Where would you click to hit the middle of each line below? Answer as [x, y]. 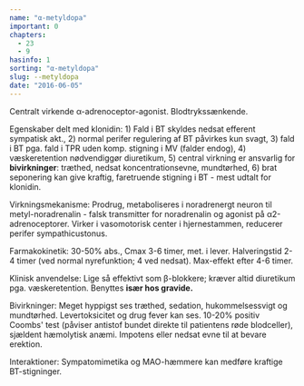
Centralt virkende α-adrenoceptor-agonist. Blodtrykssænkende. [129, 111]
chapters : [28, 35]
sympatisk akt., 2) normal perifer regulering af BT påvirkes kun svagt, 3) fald [152, 138]
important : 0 [34, 26]
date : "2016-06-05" [46, 85]
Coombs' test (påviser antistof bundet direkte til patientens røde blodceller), [151, 324]
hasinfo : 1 [30, 60]
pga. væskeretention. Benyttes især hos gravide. [101, 288]
